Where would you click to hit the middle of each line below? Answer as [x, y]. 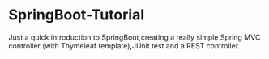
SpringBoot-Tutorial [76, 15]
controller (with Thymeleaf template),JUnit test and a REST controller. [124, 45]
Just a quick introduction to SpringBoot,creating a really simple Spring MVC [134, 37]
